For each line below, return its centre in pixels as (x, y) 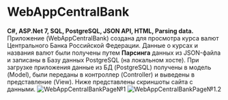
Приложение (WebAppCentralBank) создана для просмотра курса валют (113, 38)
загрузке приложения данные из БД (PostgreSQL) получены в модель (109, 67)
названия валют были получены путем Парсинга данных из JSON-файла (114, 53)
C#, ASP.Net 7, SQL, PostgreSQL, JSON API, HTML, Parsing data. (100, 31)
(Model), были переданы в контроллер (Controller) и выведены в (101, 74)
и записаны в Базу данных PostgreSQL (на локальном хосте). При (103, 60)
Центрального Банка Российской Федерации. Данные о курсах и (102, 45)
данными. (22, 89)
